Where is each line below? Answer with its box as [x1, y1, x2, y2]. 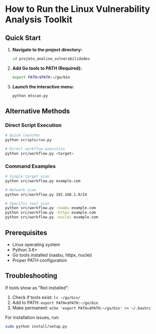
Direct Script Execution [5, 122, 62, 128]
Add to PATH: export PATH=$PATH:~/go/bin [12, 299, 99, 305]
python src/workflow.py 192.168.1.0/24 [5, 192, 87, 197]
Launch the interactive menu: [12, 83, 74, 89]
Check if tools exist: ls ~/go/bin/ [12, 294, 80, 300]
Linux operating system [12, 241, 60, 248]
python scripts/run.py [5, 137, 52, 143]
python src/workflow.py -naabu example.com [5, 206, 96, 210]
